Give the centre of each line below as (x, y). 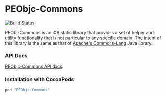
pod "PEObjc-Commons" (28, 90)
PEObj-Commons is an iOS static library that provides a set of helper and (80, 32)
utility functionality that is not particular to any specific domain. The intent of (83, 38)
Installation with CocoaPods (40, 79)
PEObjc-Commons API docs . (34, 67)
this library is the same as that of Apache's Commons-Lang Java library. (79, 43)
